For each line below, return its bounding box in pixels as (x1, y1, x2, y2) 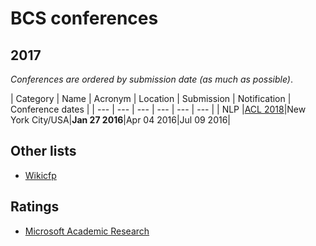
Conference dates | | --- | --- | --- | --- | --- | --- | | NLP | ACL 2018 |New (10, 103, 307, 115)
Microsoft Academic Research (24, 225, 150, 237)
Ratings (10, 198, 60, 216)
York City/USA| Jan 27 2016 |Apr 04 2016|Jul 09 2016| (10, 114, 232, 126)
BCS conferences (10, 7, 159, 30)
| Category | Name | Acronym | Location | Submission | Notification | (10, 93, 292, 104)
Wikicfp (24, 169, 57, 181)
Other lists (10, 143, 77, 160)
